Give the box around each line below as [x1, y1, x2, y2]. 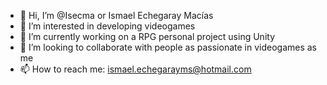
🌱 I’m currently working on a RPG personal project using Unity [19, 31, 275, 42]
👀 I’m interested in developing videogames [19, 20, 196, 32]
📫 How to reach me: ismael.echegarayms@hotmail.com [19, 63, 252, 75]
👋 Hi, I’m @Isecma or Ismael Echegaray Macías [19, 10, 214, 21]
